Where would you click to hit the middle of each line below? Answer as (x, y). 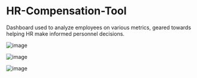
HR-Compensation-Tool (66, 11)
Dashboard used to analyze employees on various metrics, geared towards (99, 27)
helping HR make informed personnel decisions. (65, 33)
